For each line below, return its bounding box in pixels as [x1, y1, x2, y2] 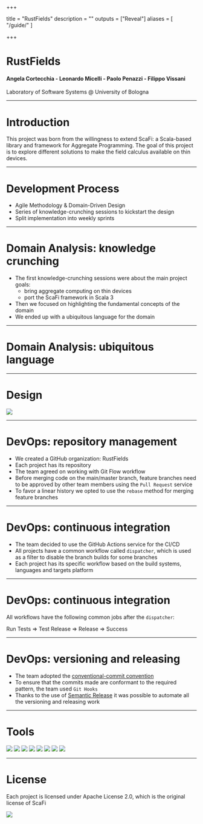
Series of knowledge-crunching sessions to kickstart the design [14, 208, 175, 215]
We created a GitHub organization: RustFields [14, 455, 129, 462]
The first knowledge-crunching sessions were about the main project [14, 274, 187, 282]
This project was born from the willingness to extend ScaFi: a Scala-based [6, 135, 192, 143]
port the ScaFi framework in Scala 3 [24, 294, 114, 301]
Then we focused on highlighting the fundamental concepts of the [14, 300, 180, 308]
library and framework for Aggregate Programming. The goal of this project [6, 142, 193, 149]
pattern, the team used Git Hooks [14, 685, 98, 692]
